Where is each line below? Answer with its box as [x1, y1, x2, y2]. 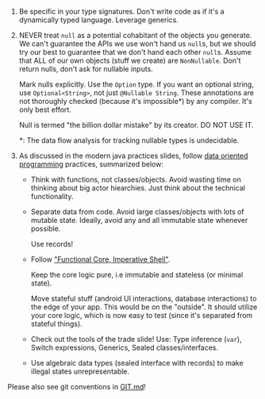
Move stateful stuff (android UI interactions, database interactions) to [30, 293, 257, 303]
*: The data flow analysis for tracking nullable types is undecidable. [18, 136, 240, 145]
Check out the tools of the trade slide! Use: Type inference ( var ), [30, 335, 243, 343]
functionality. [30, 192, 74, 201]
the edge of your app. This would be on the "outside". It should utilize [30, 302, 258, 312]
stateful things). [30, 319, 83, 328]
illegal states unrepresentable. [30, 366, 130, 376]
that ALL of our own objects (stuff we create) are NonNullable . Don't [18, 56, 241, 65]
